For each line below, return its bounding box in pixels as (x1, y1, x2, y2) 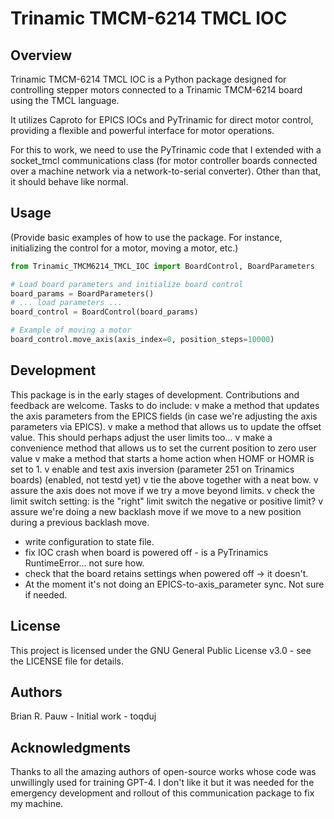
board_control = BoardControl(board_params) (10, 307, 199, 317)
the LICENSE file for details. (10, 655, 125, 667)
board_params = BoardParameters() (10, 288, 155, 299)
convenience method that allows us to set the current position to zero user (10, 442, 317, 454)
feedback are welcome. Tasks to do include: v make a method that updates (10, 399, 320, 411)
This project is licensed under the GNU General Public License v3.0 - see (10, 644, 312, 656)
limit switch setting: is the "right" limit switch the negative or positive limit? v (10, 495, 324, 507)
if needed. (24, 588, 68, 601)
